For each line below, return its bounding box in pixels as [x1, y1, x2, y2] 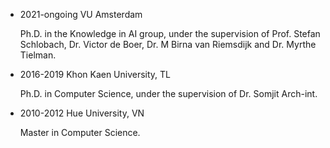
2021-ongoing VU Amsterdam [19, 9, 143, 20]
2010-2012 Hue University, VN [19, 107, 145, 119]
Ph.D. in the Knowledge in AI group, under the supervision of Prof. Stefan [19, 28, 321, 39]
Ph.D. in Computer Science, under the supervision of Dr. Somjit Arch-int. [19, 88, 318, 99]
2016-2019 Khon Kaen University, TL [19, 69, 172, 80]
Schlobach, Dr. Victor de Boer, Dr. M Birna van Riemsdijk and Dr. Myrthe [19, 39, 317, 50]
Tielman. [19, 49, 57, 61]
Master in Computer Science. [19, 127, 141, 138]
